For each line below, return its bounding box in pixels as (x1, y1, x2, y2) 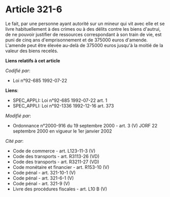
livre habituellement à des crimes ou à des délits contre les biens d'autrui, (5, 26, 161, 32)
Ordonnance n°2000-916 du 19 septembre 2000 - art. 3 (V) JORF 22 (12, 122, 158, 128)
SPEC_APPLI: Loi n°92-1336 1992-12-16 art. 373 (12, 102, 114, 108)
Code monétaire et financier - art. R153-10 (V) (12, 164, 110, 170)
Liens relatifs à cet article (5, 57, 60, 63)
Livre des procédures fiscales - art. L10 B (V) (12, 186, 108, 192)
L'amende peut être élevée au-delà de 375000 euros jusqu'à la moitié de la (5, 42, 163, 48)
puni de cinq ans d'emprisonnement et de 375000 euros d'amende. (5, 37, 148, 43)
